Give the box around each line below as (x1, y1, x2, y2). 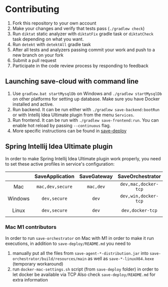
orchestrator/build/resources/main (12, 256, 87, 261)
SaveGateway (79, 173, 113, 180)
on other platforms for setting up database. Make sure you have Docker (12, 96, 160, 102)
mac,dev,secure (36, 184, 72, 189)
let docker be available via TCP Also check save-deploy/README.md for (12, 271, 156, 277)
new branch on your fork (12, 52, 63, 58)
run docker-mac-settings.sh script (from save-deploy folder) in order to (12, 266, 159, 272)
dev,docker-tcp (121, 207, 157, 213)
